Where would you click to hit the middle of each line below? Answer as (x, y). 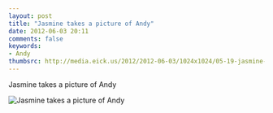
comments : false (36, 39)
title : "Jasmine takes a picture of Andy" (81, 24)
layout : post (30, 16)
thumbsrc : (25, 62)
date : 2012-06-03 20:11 (49, 31)
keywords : (25, 46)
